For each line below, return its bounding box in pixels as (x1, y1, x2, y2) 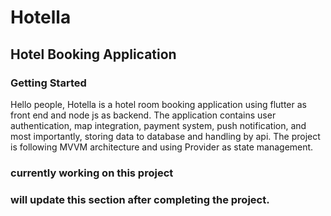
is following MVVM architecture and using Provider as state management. (10, 141, 314, 153)
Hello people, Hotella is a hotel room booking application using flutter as (10, 98, 307, 110)
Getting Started (10, 76, 87, 90)
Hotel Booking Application (10, 46, 177, 63)
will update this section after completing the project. (10, 192, 270, 206)
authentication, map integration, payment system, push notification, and (10, 119, 307, 131)
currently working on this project (10, 166, 174, 180)
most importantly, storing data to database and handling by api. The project (10, 130, 321, 142)
